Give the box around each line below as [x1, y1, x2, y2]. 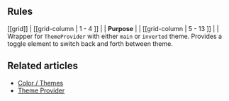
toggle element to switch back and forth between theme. [7, 39, 174, 48]
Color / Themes [17, 78, 64, 87]
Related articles [7, 60, 78, 72]
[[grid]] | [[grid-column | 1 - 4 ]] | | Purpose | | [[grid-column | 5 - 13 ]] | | [7, 24, 219, 32]
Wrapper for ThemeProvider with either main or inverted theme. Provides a [7, 32, 222, 40]
